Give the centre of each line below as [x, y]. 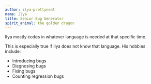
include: [13, 51]
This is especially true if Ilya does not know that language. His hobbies [75, 46]
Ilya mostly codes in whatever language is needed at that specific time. [76, 37]
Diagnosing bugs [29, 66]
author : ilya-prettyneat [30, 9]
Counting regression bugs [38, 76]
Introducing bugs [29, 61]
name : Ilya [16, 14]
